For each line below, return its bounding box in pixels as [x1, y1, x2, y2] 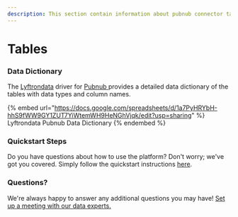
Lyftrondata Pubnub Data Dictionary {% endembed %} [7, 118, 166, 128]
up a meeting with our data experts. [7, 201, 111, 210]
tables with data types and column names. [7, 90, 131, 99]
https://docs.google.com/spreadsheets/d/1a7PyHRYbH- [54, 104, 217, 112]
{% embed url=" [7, 104, 55, 112]
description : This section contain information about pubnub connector [7, 10, 223, 18]
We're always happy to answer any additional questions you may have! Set [7, 194, 225, 202]
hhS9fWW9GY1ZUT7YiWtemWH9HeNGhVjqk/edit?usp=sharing [7, 111, 192, 120]
